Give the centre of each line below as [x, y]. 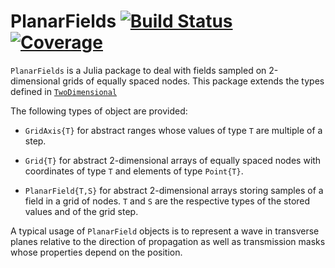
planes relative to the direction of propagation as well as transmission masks [168, 241]
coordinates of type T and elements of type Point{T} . [134, 171]
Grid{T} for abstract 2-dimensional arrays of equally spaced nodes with [173, 160]
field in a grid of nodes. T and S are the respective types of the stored [167, 201]
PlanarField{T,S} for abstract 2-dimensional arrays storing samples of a [174, 190]
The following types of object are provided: [99, 111]
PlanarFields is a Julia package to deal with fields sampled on [138, 70]
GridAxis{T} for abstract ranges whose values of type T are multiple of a [173, 130]
